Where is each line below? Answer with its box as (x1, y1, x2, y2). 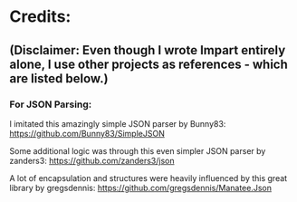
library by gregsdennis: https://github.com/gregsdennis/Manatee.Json (9, 182, 272, 193)
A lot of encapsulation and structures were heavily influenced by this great (9, 172, 288, 183)
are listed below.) (9, 71, 109, 86)
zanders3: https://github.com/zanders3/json (9, 155, 175, 166)
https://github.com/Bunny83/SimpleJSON (9, 128, 165, 139)
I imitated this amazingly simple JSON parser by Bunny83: (9, 118, 226, 129)
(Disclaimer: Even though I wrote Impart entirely (9, 43, 286, 58)
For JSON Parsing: (9, 98, 92, 111)
